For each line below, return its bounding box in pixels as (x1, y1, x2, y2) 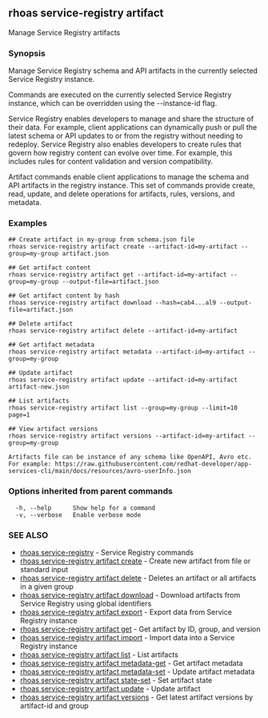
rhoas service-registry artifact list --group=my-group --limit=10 (8, 404, 238, 412)
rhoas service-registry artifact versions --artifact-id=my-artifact (8, 432, 246, 440)
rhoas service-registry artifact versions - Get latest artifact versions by (19, 692, 254, 702)
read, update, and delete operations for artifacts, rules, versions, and (8, 189, 235, 199)
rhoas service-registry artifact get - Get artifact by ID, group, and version (19, 624, 262, 634)
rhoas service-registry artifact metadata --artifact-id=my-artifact (8, 348, 246, 356)
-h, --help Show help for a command (15, 504, 156, 512)
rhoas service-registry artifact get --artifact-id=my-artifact (8, 271, 227, 279)
